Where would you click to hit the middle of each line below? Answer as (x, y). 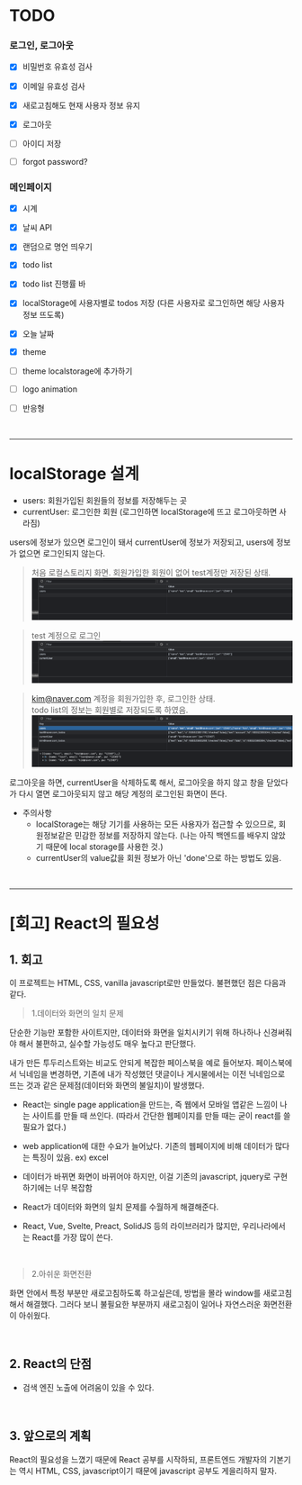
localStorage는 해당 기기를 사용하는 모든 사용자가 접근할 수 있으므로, (156, 824)
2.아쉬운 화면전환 (62, 1274)
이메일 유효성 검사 (53, 86)
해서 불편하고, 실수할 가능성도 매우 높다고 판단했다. (107, 1044)
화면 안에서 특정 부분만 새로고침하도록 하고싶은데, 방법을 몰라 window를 (135, 1293)
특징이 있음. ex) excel (71, 1157)
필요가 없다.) (44, 1127)
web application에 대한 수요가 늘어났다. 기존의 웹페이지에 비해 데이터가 (147, 1146)
